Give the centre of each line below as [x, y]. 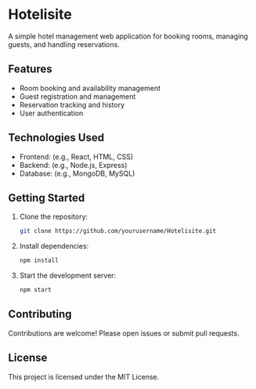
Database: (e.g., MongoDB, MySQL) [77, 173]
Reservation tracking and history [72, 104]
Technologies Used [56, 138]
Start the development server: [68, 275]
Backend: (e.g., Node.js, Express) [73, 165]
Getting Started [47, 198]
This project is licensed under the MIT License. [84, 376]
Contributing [40, 314]
